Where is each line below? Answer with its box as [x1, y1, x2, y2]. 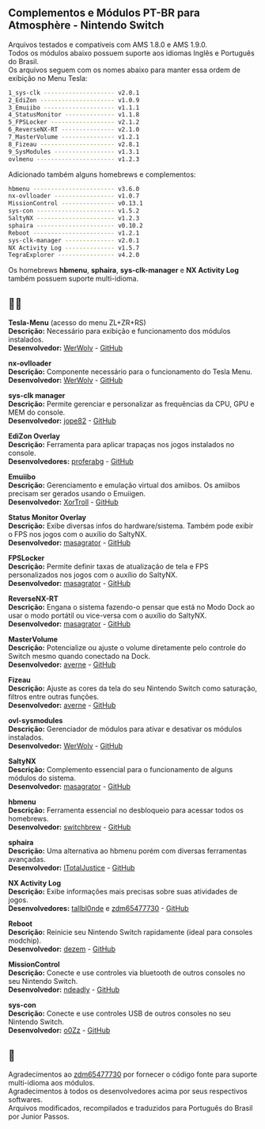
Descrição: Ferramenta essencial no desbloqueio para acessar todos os [8, 806, 244, 815]
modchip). [8, 936, 42, 946]
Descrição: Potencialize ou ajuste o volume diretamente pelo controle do [8, 643, 247, 653]
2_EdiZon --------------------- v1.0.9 [8, 96, 140, 104]
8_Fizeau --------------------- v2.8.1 [8, 140, 140, 148]
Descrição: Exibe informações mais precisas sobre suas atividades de [8, 887, 238, 897]
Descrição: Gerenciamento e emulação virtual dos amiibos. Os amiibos [8, 480, 240, 490]
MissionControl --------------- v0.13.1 [8, 200, 144, 208]
